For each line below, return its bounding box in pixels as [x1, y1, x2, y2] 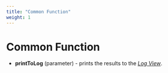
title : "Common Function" [6, 8, 71, 15]
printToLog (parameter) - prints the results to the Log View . [14, 60, 163, 67]
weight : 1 [6, 14, 31, 20]
